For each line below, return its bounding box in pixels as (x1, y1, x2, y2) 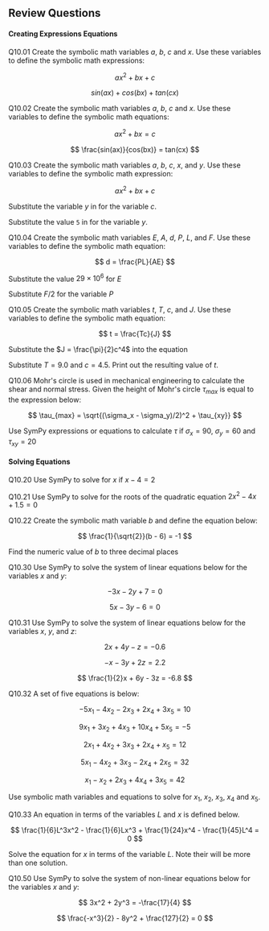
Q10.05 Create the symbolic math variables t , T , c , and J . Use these (8, 305, 231, 315)
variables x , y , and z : (8, 627, 77, 636)
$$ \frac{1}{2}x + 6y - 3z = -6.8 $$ (77, 673, 193, 683)
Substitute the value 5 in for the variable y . (8, 217, 149, 226)
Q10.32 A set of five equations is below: (8, 689, 140, 699)
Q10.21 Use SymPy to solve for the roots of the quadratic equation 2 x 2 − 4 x (8, 490, 257, 502)
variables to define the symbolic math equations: (8, 112, 170, 122)
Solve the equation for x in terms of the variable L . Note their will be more (8, 850, 251, 859)
